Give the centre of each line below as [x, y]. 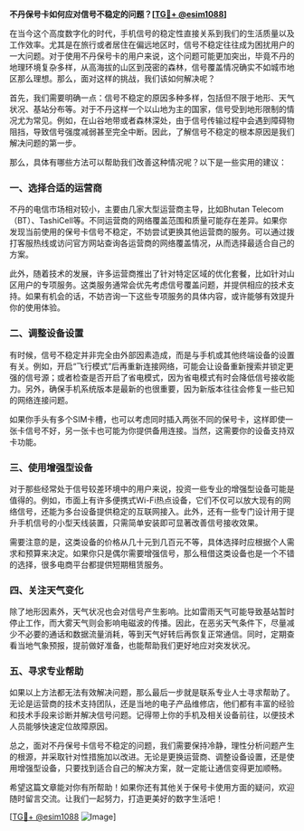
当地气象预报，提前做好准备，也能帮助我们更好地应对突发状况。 [136, 646]
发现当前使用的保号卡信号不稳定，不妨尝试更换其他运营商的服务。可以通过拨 [152, 232]
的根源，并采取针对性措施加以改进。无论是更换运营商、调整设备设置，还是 [148, 757]
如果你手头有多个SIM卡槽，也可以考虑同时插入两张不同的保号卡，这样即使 [147, 419]
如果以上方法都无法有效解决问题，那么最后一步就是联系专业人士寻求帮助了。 [152, 693]
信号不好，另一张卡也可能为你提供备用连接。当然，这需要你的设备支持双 [160, 430]
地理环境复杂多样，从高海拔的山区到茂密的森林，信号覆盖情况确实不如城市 [148, 67]
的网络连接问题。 [41, 400]
